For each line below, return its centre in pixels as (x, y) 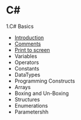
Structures (27, 99)
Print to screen (32, 50)
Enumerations (31, 105)
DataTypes (27, 75)
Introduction (29, 37)
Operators (27, 62)
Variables (26, 56)
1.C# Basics (20, 26)
